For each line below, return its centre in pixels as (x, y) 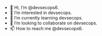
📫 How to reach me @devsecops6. (46, 28)
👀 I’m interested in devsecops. (41, 13)
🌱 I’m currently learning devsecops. (46, 18)
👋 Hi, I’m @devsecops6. (34, 8)
